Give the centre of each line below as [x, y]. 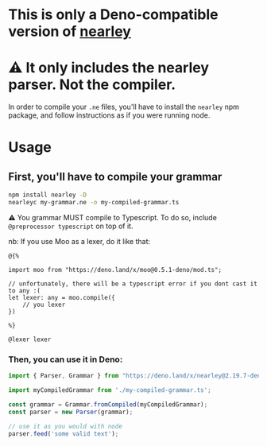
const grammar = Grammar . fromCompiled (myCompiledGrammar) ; [108, 404]
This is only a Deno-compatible [113, 15]
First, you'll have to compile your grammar [115, 176]
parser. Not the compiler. [92, 85]
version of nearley [70, 31]
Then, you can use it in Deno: [66, 359]
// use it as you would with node [66, 426]
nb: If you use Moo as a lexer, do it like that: [79, 241]
